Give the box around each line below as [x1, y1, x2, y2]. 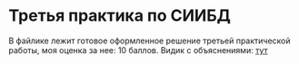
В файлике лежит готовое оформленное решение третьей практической [8, 35, 292, 46]
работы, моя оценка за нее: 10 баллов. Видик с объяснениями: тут [8, 44, 268, 55]
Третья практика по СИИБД [8, 5, 231, 26]
